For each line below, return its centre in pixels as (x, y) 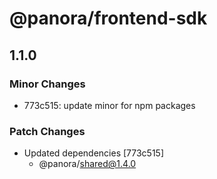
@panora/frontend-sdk (108, 18)
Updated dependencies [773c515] (94, 153)
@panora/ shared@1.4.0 (87, 164)
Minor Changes (47, 84)
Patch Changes (47, 131)
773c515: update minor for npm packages (109, 105)
